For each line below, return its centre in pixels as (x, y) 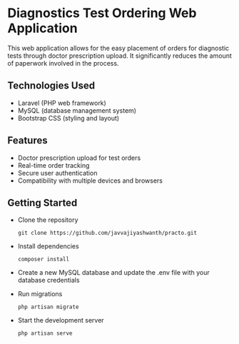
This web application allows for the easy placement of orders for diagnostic (118, 48)
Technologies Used (51, 86)
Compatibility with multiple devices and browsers (90, 181)
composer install (44, 259)
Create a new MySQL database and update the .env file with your (114, 273)
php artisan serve (45, 333)
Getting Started (42, 202)
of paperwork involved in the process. (63, 63)
